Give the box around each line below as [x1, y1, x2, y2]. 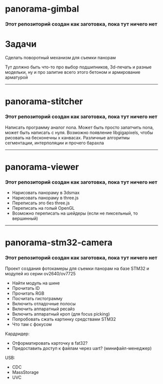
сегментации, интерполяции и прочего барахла [5, 140, 104, 146]
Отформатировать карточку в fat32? [12, 340, 88, 346]
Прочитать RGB [12, 290, 45, 296]
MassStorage [12, 369, 39, 375]
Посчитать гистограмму [12, 295, 63, 301]
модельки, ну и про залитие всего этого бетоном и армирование [5, 69, 141, 75]
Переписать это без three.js [12, 200, 70, 206]
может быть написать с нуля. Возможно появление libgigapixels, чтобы [5, 130, 153, 135]
